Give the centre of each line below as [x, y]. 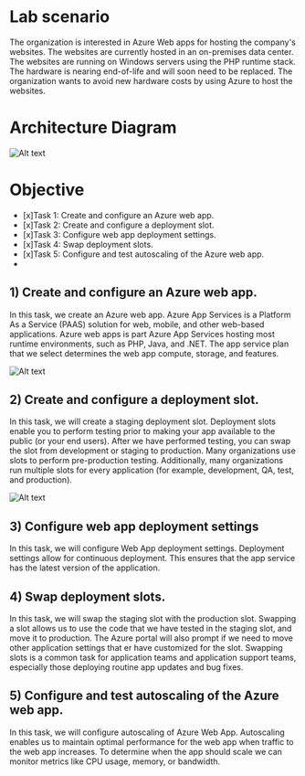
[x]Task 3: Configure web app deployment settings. [119, 234]
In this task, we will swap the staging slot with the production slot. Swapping [153, 619]
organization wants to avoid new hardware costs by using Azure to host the [151, 80]
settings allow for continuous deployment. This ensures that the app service [152, 558]
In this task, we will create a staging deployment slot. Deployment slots [143, 421]
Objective [47, 190]
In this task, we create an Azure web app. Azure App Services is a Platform [150, 314]
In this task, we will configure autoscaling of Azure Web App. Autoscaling [147, 732]
